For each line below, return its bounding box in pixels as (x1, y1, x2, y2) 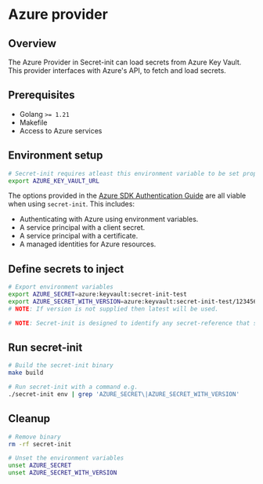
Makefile (19, 118, 48, 127)
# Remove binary (8, 433, 61, 441)
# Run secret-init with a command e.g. (8, 383, 139, 391)
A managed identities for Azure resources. (19, 239, 157, 249)
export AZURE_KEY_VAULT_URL (8, 176, 100, 185)
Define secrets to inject (8, 262, 124, 275)
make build (8, 369, 44, 377)
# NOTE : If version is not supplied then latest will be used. (8, 304, 219, 313)
